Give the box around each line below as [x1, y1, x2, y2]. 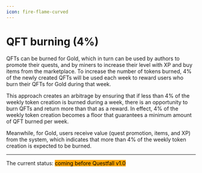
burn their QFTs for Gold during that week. [6, 80, 111, 87]
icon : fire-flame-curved [6, 8, 69, 15]
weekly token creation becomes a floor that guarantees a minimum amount [6, 111, 192, 118]
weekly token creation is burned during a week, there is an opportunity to [6, 98, 188, 105]
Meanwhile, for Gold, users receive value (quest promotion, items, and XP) [6, 129, 191, 136]
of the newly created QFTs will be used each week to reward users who [6, 74, 184, 81]
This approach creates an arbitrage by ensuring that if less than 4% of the [6, 92, 190, 99]
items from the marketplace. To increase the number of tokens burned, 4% [6, 68, 192, 75]
